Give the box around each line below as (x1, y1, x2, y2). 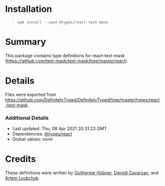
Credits (5, 153, 36, 165)
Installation (5, 3, 52, 15)
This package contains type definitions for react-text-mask (5, 52, 125, 58)
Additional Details (5, 114, 49, 121)
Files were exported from (5, 92, 56, 97)
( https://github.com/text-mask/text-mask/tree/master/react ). (5, 58, 128, 64)
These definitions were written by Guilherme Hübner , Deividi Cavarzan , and (5, 170, 159, 176)
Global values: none (12, 136, 53, 142)
